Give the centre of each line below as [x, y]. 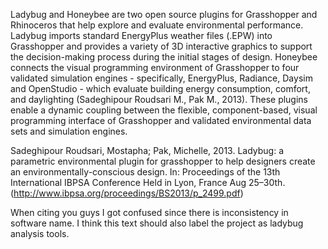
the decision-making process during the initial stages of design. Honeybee [164, 57]
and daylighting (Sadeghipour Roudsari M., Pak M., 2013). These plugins [159, 99]
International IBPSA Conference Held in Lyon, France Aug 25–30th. [148, 182]
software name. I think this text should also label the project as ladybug [157, 223]
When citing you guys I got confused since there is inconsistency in [149, 212]
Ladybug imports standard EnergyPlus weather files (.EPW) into [141, 35]
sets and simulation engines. [69, 131]
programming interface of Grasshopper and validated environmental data [161, 120]
